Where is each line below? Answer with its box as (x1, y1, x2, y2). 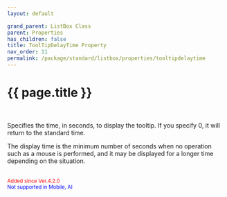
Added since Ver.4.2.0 (7, 178, 60, 185)
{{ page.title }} (7, 85, 93, 101)
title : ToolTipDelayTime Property (7, 42, 107, 49)
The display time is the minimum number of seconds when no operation (7, 142, 212, 150)
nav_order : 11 (7, 49, 48, 55)
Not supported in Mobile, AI (7, 183, 73, 191)
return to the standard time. (7, 128, 86, 137)
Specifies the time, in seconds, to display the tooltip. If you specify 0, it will (7, 121, 220, 129)
